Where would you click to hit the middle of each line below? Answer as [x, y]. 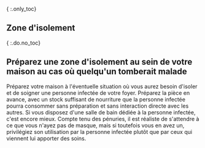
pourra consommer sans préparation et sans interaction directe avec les [98, 106]
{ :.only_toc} [21, 9]
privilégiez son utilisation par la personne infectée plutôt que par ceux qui [99, 131]
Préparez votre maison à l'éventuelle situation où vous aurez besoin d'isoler [102, 86]
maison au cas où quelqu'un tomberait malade [97, 72]
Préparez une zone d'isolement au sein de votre [99, 62]
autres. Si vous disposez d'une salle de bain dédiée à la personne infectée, [101, 112]
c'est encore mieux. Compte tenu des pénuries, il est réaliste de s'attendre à [103, 119]
